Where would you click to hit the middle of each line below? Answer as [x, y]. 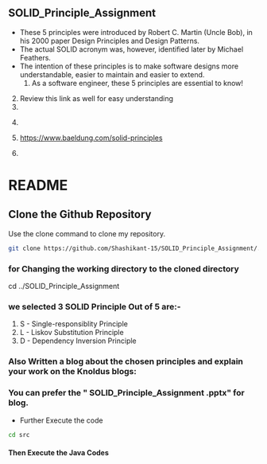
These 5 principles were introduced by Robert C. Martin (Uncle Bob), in [136, 32]
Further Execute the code [61, 420]
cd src [19, 435]
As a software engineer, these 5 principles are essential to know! [137, 83]
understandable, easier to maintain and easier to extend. [112, 74]
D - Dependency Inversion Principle [78, 341]
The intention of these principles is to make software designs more [129, 66]
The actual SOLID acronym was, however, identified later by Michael [132, 49]
